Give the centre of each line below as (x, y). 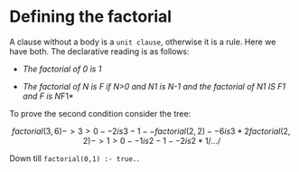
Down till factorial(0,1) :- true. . (75, 158)
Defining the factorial (91, 17)
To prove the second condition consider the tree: (100, 113)
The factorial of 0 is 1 (62, 69)
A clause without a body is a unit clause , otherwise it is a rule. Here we (143, 42)
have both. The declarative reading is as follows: (99, 51)
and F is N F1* (48, 96)
